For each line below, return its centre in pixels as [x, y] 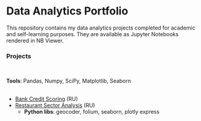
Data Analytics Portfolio [67, 11]
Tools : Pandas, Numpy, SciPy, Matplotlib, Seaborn [69, 81]
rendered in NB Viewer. [35, 40]
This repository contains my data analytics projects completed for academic [101, 28]
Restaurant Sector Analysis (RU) [55, 105]
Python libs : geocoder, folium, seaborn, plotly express [92, 112]
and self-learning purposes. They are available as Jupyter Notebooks [93, 34]
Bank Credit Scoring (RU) [46, 99]
